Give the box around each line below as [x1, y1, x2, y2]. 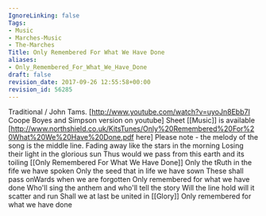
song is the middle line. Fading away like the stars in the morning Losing [8, 141, 244, 151]
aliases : [8, 56, 37, 64]
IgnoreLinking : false [8, 11, 80, 20]
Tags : [8, 19, 26, 27]
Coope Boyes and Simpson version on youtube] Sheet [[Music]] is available [8, 116, 256, 125]
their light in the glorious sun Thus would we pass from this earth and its [8, 149, 245, 159]
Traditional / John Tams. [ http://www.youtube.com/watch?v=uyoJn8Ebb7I [8, 107, 250, 117]
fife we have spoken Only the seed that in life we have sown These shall [8, 166, 244, 175]
